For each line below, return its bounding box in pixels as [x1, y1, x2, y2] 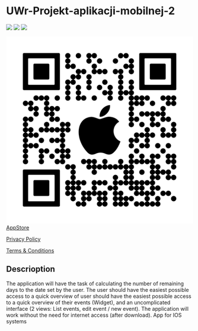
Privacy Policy [6, 235, 41, 243]
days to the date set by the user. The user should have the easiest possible [6, 286, 190, 293]
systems [6, 317, 27, 324]
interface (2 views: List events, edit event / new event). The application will [6, 305, 189, 312]
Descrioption [6, 264, 55, 274]
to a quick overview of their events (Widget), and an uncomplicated [6, 298, 171, 306]
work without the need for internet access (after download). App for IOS [6, 311, 182, 319]
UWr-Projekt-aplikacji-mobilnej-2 [6, 4, 175, 18]
